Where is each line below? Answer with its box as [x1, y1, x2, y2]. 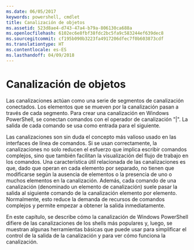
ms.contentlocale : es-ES [6, 47, 67, 53]
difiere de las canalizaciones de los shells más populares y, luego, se [6, 219, 173, 227]
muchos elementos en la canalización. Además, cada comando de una [6, 177, 177, 184]
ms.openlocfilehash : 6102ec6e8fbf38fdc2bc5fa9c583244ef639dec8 [6, 31, 164, 36]
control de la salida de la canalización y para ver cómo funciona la [6, 232, 166, 239]
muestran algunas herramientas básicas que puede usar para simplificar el [6, 225, 186, 232]
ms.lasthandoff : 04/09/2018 [6, 52, 75, 58]
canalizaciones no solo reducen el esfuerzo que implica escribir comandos [6, 146, 187, 153]
